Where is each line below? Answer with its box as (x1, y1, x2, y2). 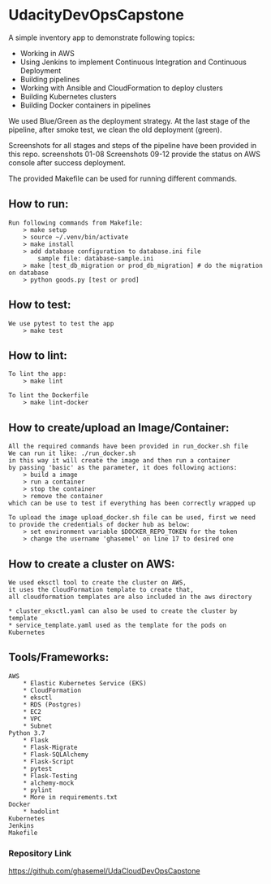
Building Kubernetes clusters (19, 91, 117, 101)
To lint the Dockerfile (8, 392, 89, 400)
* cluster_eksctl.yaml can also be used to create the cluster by (8, 607, 238, 615)
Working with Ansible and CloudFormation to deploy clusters (19, 83, 223, 93)
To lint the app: (8, 370, 67, 379)
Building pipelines (19, 74, 80, 84)
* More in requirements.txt (23, 793, 118, 801)
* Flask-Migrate (23, 743, 79, 751)
